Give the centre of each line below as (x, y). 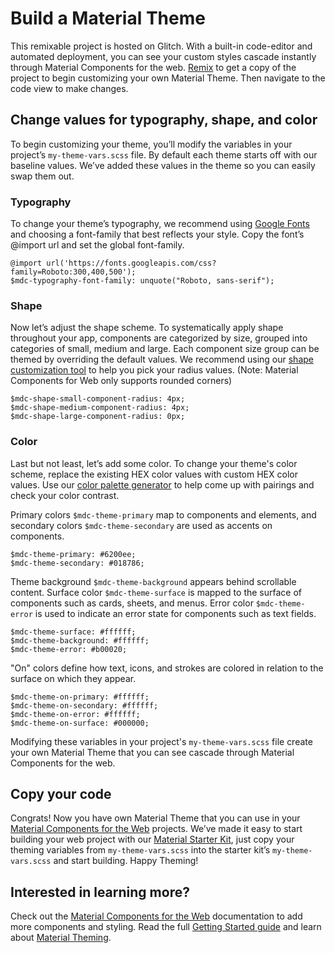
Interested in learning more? (100, 892)
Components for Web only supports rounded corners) (121, 381)
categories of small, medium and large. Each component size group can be (165, 349)
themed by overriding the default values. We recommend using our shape (162, 359)
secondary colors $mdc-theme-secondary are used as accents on (141, 525)
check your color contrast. (65, 495)
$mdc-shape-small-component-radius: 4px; (98, 399)
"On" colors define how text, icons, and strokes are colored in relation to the (167, 668)
